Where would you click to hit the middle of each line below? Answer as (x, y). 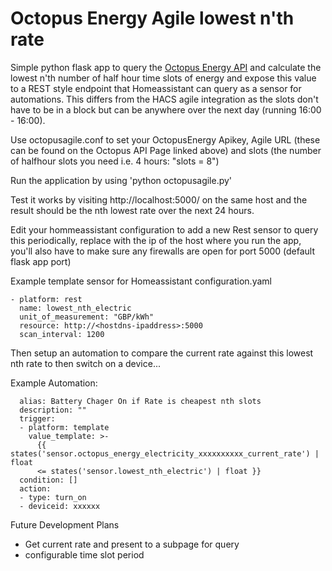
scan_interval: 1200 (62, 334)
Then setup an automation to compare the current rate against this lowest (162, 353)
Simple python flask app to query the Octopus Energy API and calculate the (166, 67)
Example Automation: (54, 383)
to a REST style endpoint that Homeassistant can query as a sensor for (156, 88)
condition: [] (48, 480)
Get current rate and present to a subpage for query (132, 544)
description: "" (53, 410)
